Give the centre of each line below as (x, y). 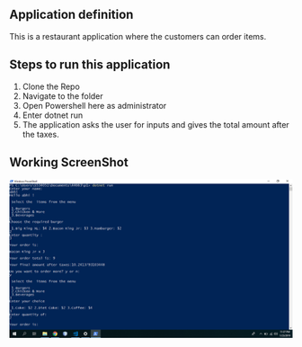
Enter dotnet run (53, 115)
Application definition (71, 15)
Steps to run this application (90, 65)
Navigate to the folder (62, 96)
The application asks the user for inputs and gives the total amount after (155, 124)
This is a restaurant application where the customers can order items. (138, 36)
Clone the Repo (51, 86)
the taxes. (41, 134)
